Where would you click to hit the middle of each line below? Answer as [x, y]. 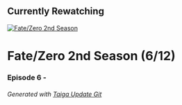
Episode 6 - [27, 77]
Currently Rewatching [56, 11]
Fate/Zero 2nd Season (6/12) [91, 56]
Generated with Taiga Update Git [55, 94]
